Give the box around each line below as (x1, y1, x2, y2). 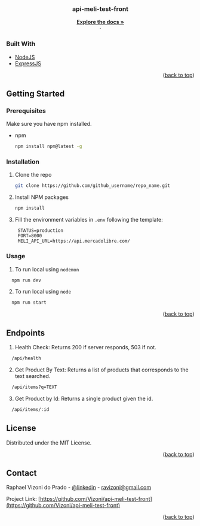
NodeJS (14, 53, 35, 61)
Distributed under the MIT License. (6, 439, 92, 446)
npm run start (11, 300, 47, 306)
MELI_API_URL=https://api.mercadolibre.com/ (17, 238, 130, 244)
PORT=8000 (17, 233, 42, 239)
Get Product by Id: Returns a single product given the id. (14, 395, 153, 402)
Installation (6, 158, 40, 166)
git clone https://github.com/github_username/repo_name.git (14, 183, 171, 189)
